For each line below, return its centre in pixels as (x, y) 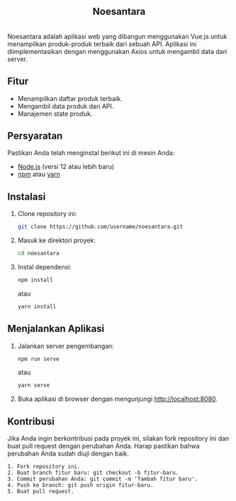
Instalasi (27, 196)
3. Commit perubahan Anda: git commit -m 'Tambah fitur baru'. (103, 479)
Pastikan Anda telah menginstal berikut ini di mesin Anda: (91, 153)
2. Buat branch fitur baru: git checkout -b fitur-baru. (93, 473)
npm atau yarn (39, 174)
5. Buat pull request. (41, 492)
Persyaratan (35, 136)
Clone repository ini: (47, 214)
